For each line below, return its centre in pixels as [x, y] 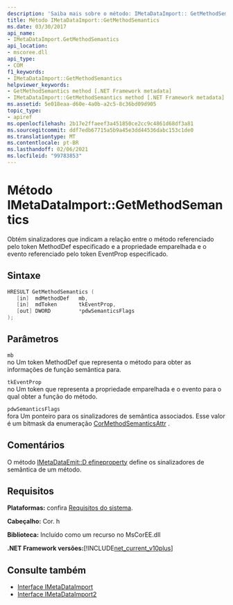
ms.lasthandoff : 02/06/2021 [48, 150]
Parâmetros [33, 339]
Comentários [36, 445]
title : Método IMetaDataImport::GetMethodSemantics [83, 20]
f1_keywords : [26, 72]
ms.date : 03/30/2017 [37, 26]
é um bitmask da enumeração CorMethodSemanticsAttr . [88, 423]
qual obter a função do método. [52, 396]
